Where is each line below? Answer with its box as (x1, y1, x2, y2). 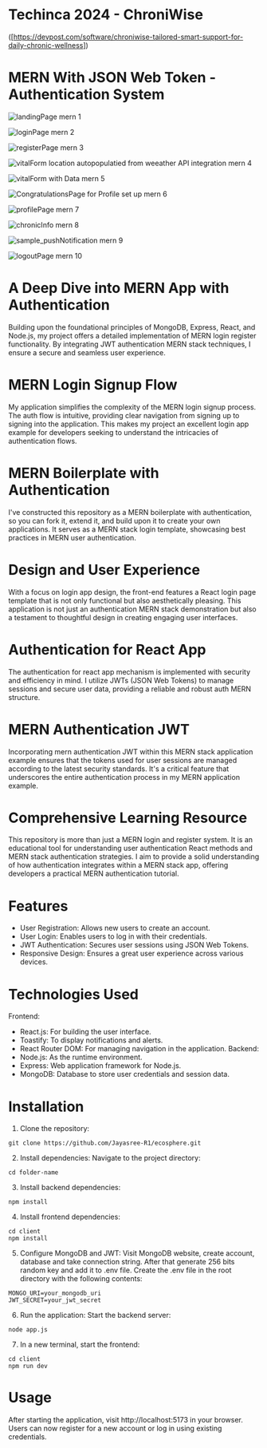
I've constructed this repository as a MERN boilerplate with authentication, (8, 507, 253, 516)
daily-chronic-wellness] (8, 40, 86, 49)
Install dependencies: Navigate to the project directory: (19, 1153, 201, 1163)
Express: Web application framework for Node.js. (19, 1061, 182, 1070)
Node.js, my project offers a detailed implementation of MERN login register (8, 330, 257, 340)
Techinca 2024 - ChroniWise (8, 6, 203, 24)
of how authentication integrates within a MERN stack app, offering (8, 860, 229, 870)
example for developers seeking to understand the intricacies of (8, 427, 219, 437)
